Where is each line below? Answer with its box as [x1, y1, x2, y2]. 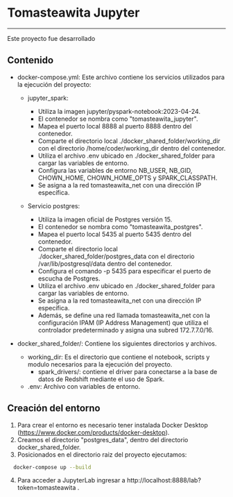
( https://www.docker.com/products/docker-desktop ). [17, 428, 170, 437]
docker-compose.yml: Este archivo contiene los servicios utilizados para [17, 73, 225, 81]
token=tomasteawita [17, 484, 76, 492]
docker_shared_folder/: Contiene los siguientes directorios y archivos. [17, 339, 217, 348]
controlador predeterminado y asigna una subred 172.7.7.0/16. [37, 326, 214, 334]
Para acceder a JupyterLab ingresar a [17, 476, 126, 485]
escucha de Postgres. [37, 274, 101, 283]
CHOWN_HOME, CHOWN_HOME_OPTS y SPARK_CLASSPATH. [37, 174, 218, 182]
